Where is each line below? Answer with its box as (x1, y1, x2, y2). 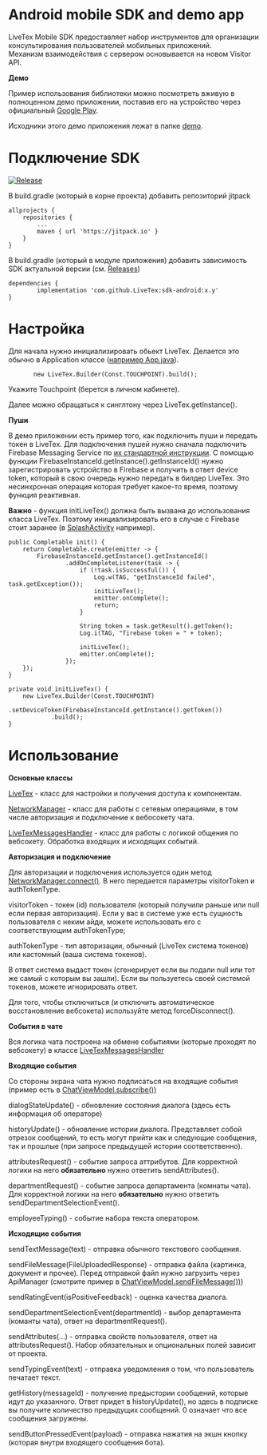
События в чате (8, 1021, 64, 1030)
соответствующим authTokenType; (8, 925, 126, 935)
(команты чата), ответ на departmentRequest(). (8, 1316, 167, 1325)
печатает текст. (8, 1373, 61, 1382)
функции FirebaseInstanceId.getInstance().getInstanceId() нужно (8, 456, 224, 465)
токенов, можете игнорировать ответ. (8, 982, 138, 991)
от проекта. (8, 1349, 48, 1358)
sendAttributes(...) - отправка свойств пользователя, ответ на (8, 1331, 218, 1341)
